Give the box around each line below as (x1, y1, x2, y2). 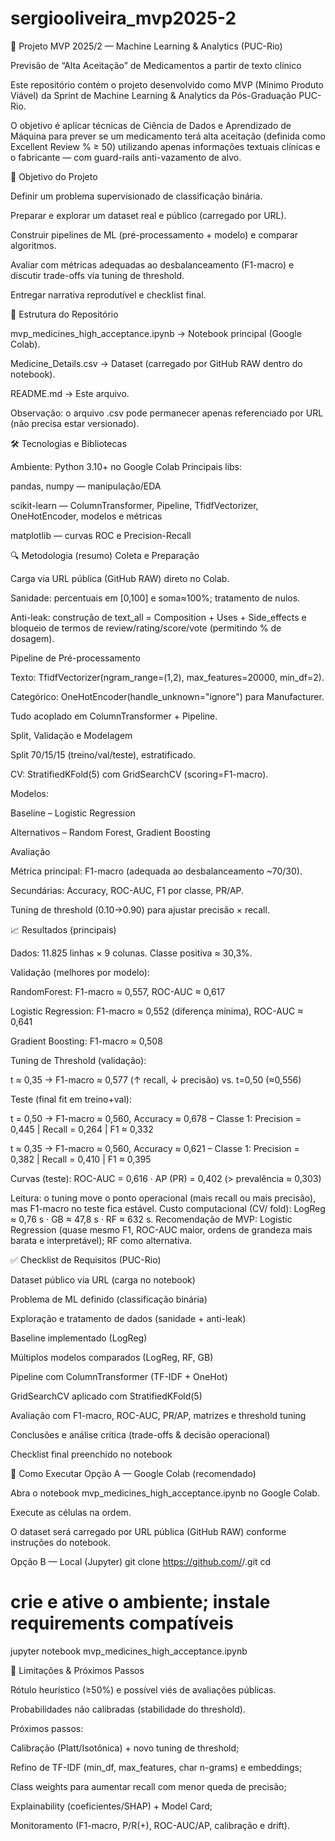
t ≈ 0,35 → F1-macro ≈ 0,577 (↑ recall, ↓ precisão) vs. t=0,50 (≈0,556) (10, 1073, 302, 1086)
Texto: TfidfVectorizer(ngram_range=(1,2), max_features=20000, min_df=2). (10, 671, 325, 683)
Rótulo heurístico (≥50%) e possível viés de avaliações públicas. (10, 1683, 277, 1696)
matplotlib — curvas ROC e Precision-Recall (10, 529, 192, 541)
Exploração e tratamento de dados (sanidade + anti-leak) (10, 1312, 247, 1324)
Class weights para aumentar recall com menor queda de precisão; (10, 1780, 287, 1792)
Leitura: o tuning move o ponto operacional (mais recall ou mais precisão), (10, 1192, 317, 1204)
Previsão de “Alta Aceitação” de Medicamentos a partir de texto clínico (10, 59, 302, 71)
